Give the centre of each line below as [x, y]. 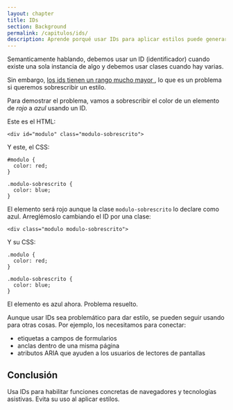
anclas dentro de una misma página [68, 346]
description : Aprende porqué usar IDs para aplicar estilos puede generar [118, 40]
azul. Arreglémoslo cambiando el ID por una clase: [79, 216]
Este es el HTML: [32, 121]
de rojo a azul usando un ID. [48, 108]
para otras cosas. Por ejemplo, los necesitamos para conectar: [97, 325]
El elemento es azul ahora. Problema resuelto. [73, 304]
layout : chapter [31, 14]
